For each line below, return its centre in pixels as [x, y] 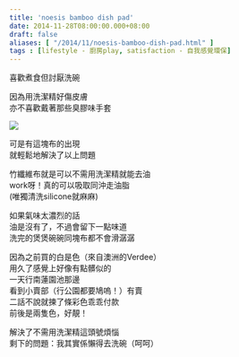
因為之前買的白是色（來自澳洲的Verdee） [85, 257]
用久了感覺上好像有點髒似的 [60, 268]
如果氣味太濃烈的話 [45, 215]
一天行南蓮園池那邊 [45, 280]
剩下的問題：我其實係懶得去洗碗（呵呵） [84, 344]
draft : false [34, 34]
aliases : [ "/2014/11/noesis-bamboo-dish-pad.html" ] [112, 43]
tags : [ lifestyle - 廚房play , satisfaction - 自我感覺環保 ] [120, 51]
